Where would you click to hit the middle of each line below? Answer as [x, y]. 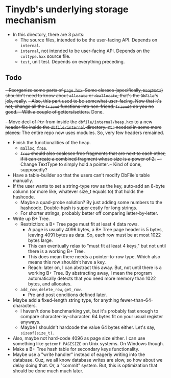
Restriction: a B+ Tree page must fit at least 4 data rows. [80, 224]
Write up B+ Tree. [31, 218]
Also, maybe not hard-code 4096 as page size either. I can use [79, 338]
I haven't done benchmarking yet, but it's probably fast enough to [89, 311]
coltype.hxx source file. [45, 56]
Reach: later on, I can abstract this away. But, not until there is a [95, 268]
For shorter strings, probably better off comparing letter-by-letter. [89, 213]
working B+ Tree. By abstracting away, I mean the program [90, 273]
